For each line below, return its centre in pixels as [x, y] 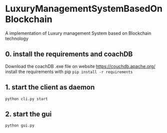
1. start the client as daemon [50, 87]
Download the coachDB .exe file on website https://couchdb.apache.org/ [80, 66]
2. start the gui [28, 114]
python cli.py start [27, 99]
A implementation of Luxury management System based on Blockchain [78, 33]
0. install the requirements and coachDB [69, 54]
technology [17, 38]
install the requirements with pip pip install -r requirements [69, 71]
